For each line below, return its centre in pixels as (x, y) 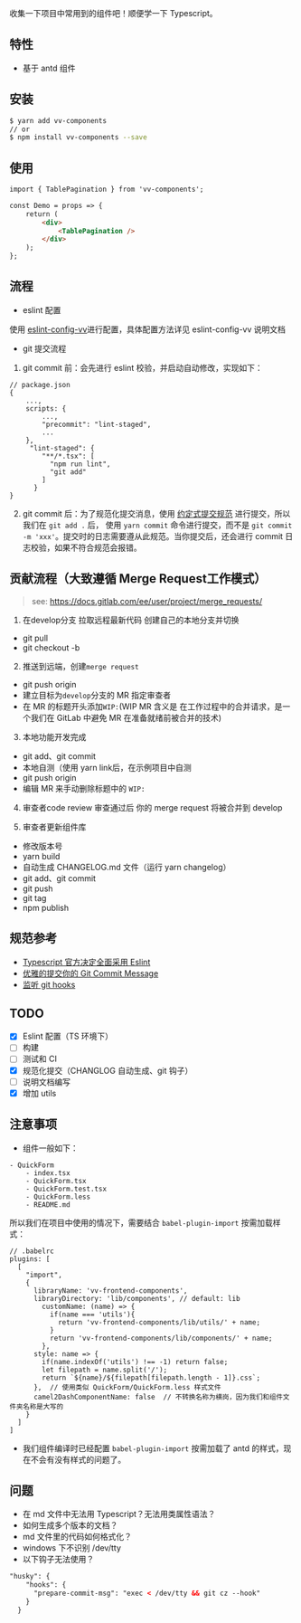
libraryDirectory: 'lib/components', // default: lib (137, 1298)
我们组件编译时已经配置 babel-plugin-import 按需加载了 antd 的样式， (153, 1448)
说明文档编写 (46, 1082)
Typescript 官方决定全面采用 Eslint (86, 962)
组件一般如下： (50, 1148)
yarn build (41, 856)
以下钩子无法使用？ (58, 1560)
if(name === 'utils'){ (92, 1315)
